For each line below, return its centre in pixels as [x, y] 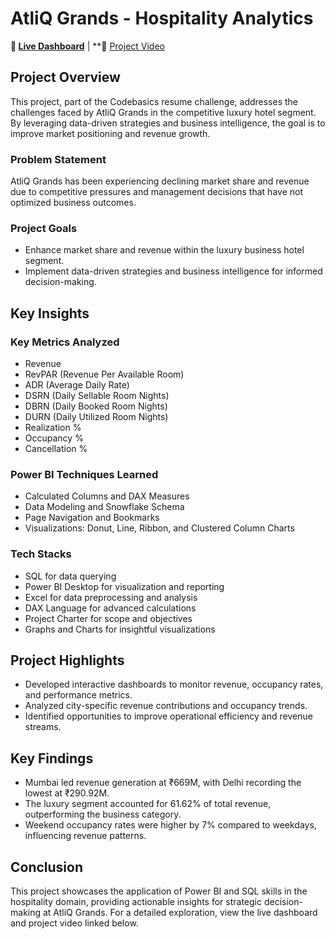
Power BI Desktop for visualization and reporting [124, 586]
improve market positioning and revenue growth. [110, 133]
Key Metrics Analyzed [65, 342]
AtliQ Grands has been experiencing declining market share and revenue [160, 181]
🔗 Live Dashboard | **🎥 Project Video [87, 46]
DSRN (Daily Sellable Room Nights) [97, 396]
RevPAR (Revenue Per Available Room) [104, 374]
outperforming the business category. [103, 814]
